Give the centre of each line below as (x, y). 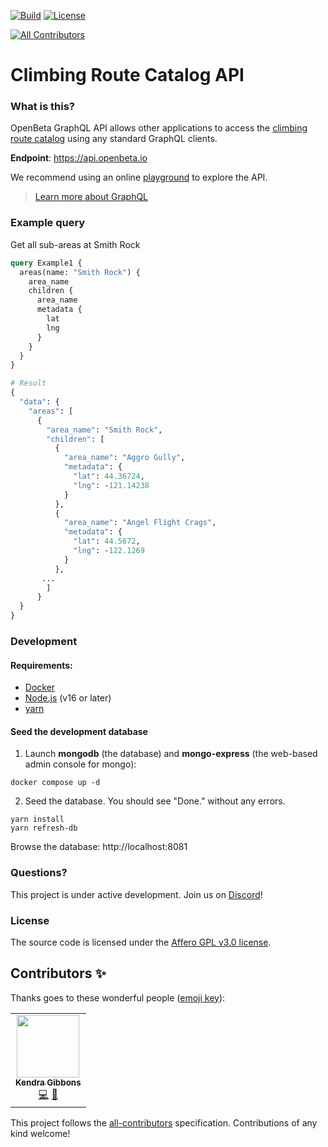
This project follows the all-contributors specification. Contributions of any (164, 1122)
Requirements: (41, 665)
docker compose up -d (55, 783)
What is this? (42, 107)
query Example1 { (46, 263)
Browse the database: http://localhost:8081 (99, 847)
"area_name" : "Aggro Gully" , (124, 458)
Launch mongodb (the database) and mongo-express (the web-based (171, 754)
